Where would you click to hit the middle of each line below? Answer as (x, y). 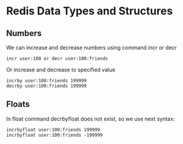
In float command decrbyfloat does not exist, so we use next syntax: (91, 119)
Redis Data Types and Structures (90, 11)
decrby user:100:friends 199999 (46, 86)
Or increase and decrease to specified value (61, 70)
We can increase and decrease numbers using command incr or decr (91, 47)
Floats (18, 104)
